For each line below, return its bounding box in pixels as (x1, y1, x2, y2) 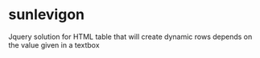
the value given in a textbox (8, 40, 100, 49)
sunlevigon (8, 6, 85, 24)
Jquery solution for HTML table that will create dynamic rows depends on (8, 32, 253, 41)
